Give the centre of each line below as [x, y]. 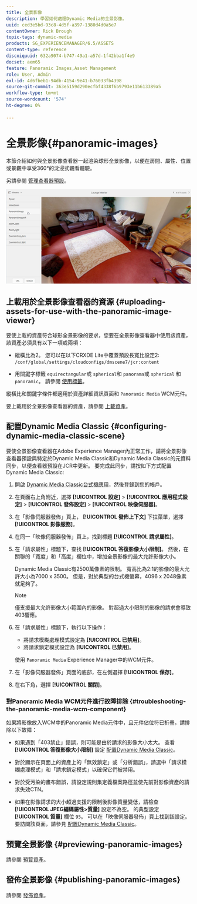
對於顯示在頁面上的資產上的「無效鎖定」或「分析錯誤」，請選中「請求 [98, 762]
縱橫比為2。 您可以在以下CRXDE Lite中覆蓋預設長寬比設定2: [87, 355]
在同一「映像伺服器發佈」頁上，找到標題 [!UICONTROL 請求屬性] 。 [96, 536]
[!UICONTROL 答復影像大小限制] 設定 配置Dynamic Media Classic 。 [96, 750]
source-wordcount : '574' [36, 99]
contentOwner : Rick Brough [39, 31]
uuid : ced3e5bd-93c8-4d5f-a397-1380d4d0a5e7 [61, 25]
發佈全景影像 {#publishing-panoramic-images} [93, 880]
